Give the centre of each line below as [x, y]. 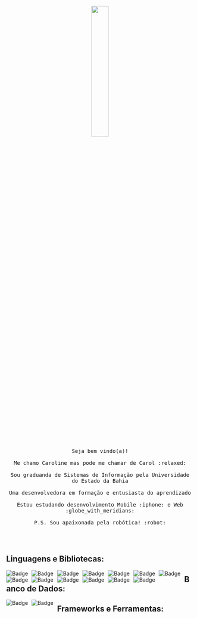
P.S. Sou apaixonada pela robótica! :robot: [100, 522]
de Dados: [46, 589]
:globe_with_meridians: [100, 510]
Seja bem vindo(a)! [100, 451]
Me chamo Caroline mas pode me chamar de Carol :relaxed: [100, 463]
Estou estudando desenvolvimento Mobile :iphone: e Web [100, 504]
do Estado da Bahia [100, 481]
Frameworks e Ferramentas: [110, 609]
